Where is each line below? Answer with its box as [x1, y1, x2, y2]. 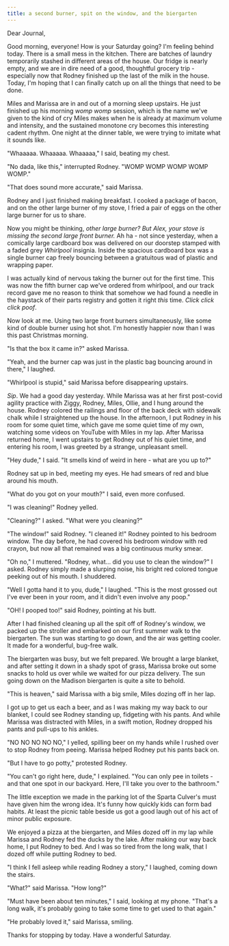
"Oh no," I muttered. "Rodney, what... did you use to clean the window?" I [7, 557, 213, 566]
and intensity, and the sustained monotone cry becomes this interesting [7, 121, 209, 129]
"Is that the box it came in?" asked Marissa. [7, 344, 129, 352]
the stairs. [7, 870, 36, 879]
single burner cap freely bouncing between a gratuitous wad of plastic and [7, 253, 217, 262]
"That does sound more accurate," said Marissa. [7, 183, 144, 191]
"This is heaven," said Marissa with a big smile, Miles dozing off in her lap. [7, 689, 216, 697]
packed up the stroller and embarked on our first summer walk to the [7, 626, 202, 635]
